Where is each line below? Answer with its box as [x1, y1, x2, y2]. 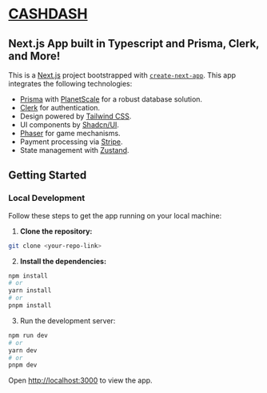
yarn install [8, 287, 52, 295]
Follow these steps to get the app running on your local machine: [8, 211, 222, 220]
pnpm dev [8, 361, 38, 369]
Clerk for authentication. [19, 103, 101, 112]
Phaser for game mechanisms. [19, 129, 122, 138]
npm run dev [8, 331, 48, 339]
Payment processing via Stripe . [19, 137, 123, 146]
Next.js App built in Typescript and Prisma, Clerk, [8, 37, 260, 50]
